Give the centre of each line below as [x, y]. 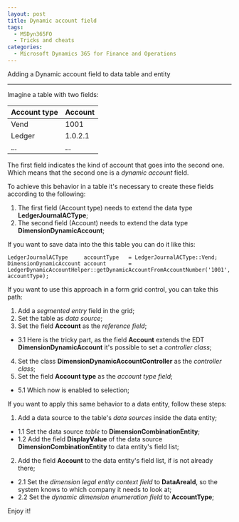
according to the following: [47, 194]
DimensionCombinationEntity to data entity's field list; [98, 446]
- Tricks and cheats [44, 41]
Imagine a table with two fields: [53, 94]
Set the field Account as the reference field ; [82, 326]
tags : [15, 27]
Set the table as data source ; [60, 318]
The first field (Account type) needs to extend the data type [105, 208]
